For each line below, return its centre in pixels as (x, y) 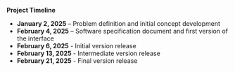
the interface (35, 38)
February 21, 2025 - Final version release (77, 61)
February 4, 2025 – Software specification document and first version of (122, 31)
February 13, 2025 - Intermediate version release (89, 53)
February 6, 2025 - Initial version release (76, 46)
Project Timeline (31, 10)
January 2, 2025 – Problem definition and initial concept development (119, 23)
